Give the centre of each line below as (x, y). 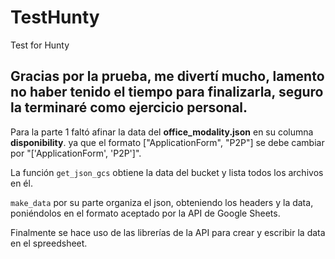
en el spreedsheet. (49, 243)
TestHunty (55, 17)
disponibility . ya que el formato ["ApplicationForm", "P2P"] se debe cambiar (167, 142)
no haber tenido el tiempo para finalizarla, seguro (167, 92)
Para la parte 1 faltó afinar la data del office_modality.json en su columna (162, 132)
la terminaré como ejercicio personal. (129, 107)
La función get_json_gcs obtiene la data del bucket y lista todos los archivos (167, 172)
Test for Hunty (40, 45)
